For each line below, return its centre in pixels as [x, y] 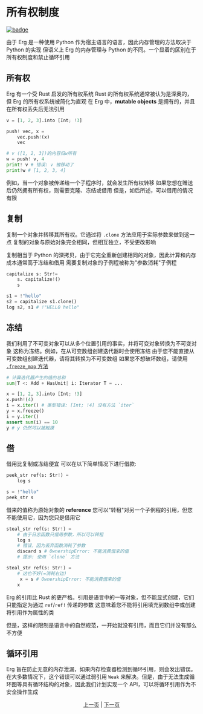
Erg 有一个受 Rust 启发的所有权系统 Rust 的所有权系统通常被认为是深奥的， [99, 94]
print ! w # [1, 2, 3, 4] [36, 170]
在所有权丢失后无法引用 [35, 109]
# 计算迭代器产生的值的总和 [36, 378]
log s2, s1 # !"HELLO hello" [43, 307]
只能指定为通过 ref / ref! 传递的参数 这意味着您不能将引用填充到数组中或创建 [101, 604]
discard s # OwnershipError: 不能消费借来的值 [73, 551]
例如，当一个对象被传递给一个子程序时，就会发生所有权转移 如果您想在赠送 [100, 183]
